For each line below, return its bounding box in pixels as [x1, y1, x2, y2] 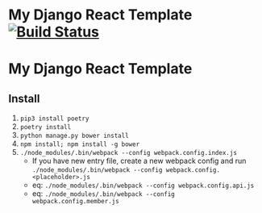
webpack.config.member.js [31, 198, 119, 206]
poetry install [19, 123, 72, 132]
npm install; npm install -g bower [19, 140, 140, 148]
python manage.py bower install [19, 132, 129, 140]
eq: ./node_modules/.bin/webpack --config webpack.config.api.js [31, 180, 255, 190]
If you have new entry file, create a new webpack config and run [31, 156, 247, 166]
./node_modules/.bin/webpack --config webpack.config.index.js [19, 149, 238, 157]
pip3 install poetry [19, 115, 89, 123]
